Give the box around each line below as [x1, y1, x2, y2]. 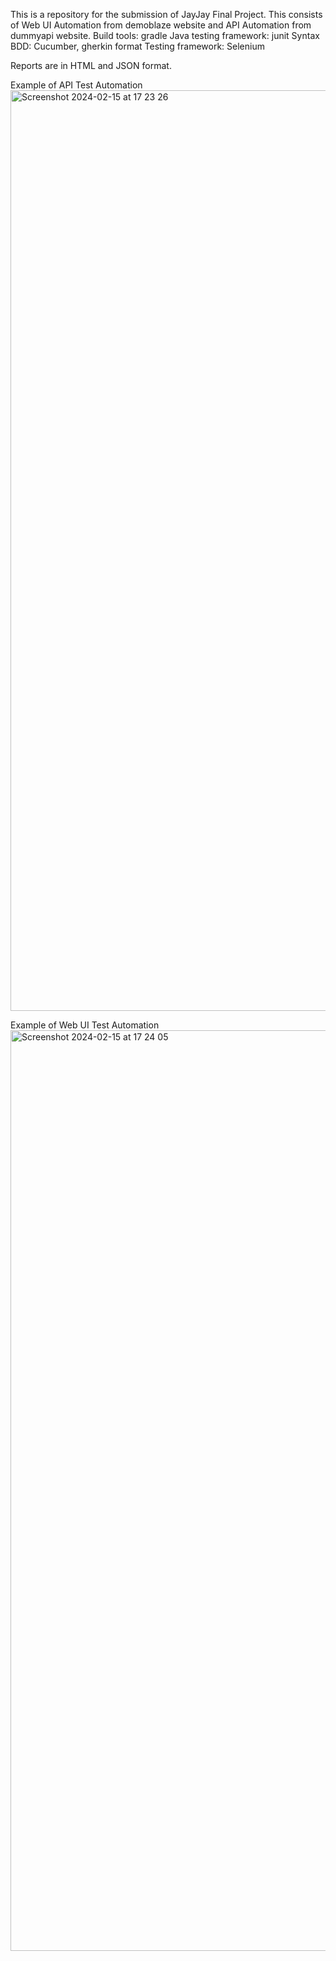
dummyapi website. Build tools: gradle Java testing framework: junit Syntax [10, 30, 320, 41]
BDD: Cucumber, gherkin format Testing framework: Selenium [10, 40, 265, 52]
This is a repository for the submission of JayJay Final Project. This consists [10, 9, 323, 20]
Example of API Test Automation [10, 79, 143, 91]
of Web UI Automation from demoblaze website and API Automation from [10, 19, 312, 31]
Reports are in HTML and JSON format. [10, 60, 172, 71]
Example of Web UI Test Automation [10, 1019, 160, 1031]
